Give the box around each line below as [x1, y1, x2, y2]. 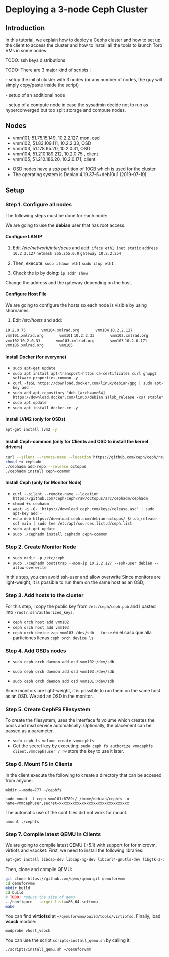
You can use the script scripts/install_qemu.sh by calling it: [5, 937, 131, 943]
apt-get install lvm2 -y [5, 427, 57, 432]
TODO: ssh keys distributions [5, 57, 66, 63]
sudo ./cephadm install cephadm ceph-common [12, 532, 108, 537]
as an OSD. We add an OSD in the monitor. [5, 693, 93, 699]
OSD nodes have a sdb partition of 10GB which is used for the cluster [12, 166, 156, 172]
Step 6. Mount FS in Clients [5, 761, 73, 768]
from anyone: [5, 777, 33, 784]
